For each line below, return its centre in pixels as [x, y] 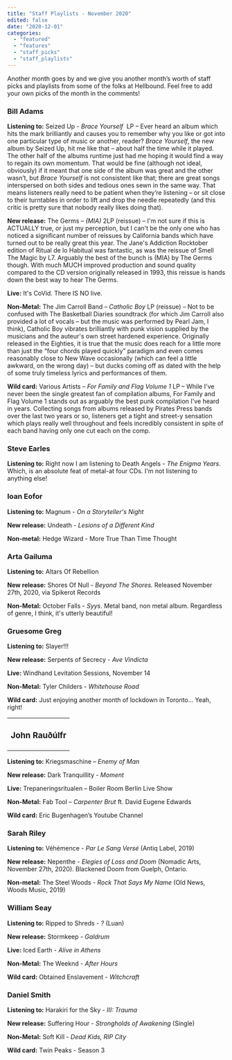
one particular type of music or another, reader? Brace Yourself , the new [111, 141]
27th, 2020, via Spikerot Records [54, 592]
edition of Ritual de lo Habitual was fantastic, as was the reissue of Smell [111, 250]
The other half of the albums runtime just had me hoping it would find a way [115, 156]
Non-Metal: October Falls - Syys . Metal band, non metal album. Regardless [115, 606]
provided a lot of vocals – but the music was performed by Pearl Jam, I [108, 322]
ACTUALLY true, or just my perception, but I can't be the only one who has [114, 228]
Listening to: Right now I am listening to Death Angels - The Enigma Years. [114, 464]
